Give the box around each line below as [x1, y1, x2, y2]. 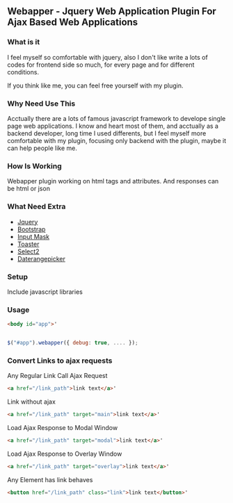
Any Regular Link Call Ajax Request [7, 372, 108, 380]
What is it [7, 38, 40, 47]
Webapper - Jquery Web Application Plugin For [7, 6, 217, 17]
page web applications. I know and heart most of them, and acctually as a [7, 122, 219, 130]
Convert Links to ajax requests [7, 356, 113, 365]
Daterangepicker [17, 254, 66, 263]
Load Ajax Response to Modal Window [7, 423, 118, 431]
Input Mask [17, 232, 50, 240]
